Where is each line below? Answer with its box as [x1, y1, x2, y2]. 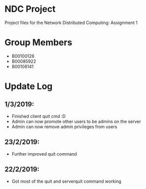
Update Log [4, 81, 53, 92]
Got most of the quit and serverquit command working [11, 178, 122, 184]
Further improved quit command [11, 151, 77, 157]
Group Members [4, 37, 73, 48]
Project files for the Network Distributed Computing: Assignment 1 [4, 20, 138, 26]
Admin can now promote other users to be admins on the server [11, 118, 141, 124]
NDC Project [4, 3, 56, 15]
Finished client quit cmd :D [11, 113, 66, 119]
